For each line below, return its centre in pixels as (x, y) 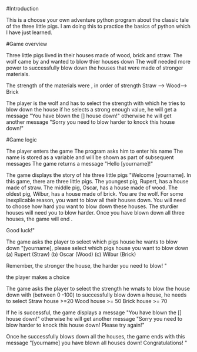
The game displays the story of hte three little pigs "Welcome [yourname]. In (98, 175)
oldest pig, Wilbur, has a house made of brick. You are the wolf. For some (95, 194)
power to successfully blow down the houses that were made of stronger (95, 68)
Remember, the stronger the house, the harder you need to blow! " (86, 266)
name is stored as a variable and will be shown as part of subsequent (90, 157)
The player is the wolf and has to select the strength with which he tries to (96, 103)
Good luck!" (21, 230)
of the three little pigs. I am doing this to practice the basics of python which (98, 26)
